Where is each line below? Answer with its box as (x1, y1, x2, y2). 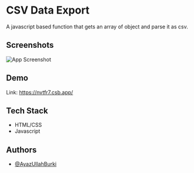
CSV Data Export (6, 4, 90, 17)
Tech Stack (6, 106, 48, 116)
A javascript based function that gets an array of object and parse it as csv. (6, 23, 188, 30)
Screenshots (6, 40, 54, 50)
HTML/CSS (14, 122, 42, 129)
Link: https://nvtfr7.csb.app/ (6, 89, 73, 96)
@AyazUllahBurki (14, 161, 57, 168)
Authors (6, 145, 37, 155)
